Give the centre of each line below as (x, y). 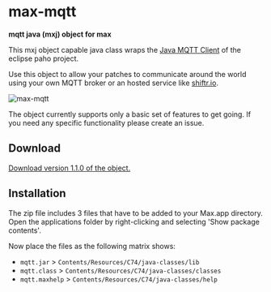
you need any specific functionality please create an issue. (106, 122)
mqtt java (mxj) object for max (60, 34)
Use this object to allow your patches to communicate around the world (127, 74)
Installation (37, 193)
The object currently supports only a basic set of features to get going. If (130, 114)
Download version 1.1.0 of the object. (70, 168)
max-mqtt (42, 12)
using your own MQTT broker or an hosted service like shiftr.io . (113, 83)
